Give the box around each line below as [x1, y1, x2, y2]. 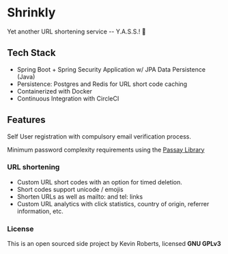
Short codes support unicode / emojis [16, 185, 124, 193]
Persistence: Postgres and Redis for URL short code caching [16, 80, 188, 88]
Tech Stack [7, 47, 56, 59]
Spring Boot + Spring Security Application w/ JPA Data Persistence [16, 65, 206, 73]
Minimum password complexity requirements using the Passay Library [7, 145, 205, 154]
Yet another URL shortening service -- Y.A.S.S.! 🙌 [7, 27, 146, 36]
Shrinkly [7, 5, 56, 20]
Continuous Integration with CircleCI [16, 94, 119, 102]
